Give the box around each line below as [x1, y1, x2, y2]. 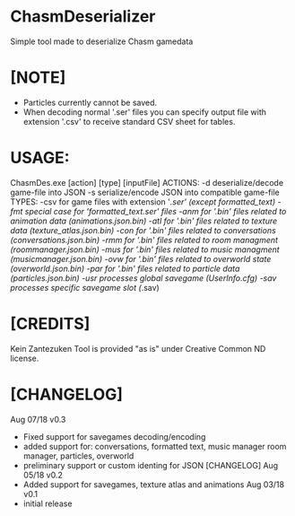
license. [10, 353, 39, 363]
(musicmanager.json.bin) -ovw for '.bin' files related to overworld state [10, 253, 272, 264]
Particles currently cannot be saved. [22, 97, 158, 108]
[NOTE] [10, 67, 66, 88]
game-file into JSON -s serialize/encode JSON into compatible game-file [10, 187, 281, 197]
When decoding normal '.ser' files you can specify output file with [22, 106, 267, 118]
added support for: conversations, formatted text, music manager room [22, 441, 287, 451]
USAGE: [10, 148, 70, 168]
